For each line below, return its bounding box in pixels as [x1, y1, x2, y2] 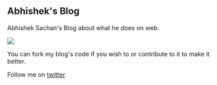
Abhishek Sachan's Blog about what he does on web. [7, 23, 159, 32]
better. [7, 57, 26, 65]
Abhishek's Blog [7, 5, 80, 17]
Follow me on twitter [7, 70, 66, 78]
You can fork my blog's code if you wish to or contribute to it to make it [7, 49, 210, 58]
